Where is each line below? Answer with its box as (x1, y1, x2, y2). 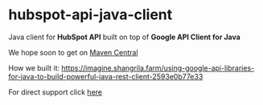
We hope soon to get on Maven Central (8, 47, 138, 57)
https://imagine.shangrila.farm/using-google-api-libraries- (61, 63, 255, 73)
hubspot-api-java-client (8, 6, 173, 24)
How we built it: (8, 63, 60, 73)
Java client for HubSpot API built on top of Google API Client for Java (8, 32, 241, 42)
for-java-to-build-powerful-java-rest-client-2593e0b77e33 (8, 71, 203, 81)
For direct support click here (8, 87, 103, 97)
